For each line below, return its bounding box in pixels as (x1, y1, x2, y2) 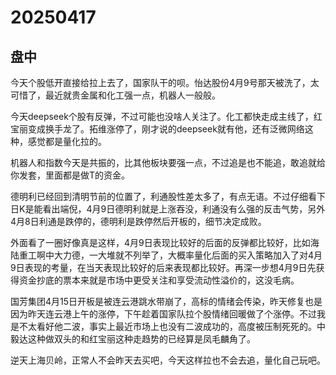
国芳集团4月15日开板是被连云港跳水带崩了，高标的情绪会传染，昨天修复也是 (10, 296, 323, 307)
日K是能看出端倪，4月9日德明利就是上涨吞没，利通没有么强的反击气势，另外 (10, 203, 326, 215)
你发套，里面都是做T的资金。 (10, 169, 131, 181)
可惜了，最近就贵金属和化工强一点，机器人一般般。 (10, 89, 221, 101)
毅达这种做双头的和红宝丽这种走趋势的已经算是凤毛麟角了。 (10, 333, 256, 345)
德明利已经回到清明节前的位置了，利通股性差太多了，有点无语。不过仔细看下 (10, 191, 326, 202)
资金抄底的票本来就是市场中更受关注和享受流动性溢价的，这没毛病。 (18, 274, 300, 286)
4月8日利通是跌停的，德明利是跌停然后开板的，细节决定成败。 (10, 216, 267, 227)
